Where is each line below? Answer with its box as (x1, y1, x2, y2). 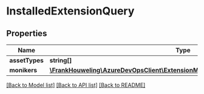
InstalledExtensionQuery (6, 4, 135, 18)
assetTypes (9, 56, 44, 64)
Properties (6, 28, 47, 39)
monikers (9, 66, 38, 74)
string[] (49, 56, 72, 64)
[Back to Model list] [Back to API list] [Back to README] (6, 81, 146, 89)
